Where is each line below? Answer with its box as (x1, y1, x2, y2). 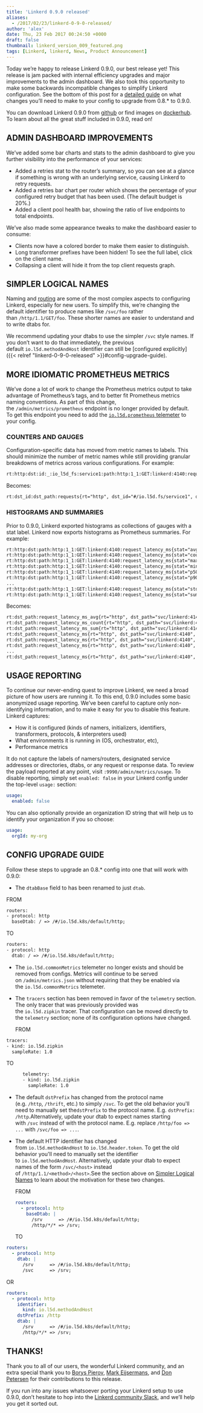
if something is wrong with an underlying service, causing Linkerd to (14, 173, 185, 181)
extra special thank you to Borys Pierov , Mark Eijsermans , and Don (6, 1369, 172, 1376)
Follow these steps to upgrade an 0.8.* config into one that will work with (6, 866, 188, 873)
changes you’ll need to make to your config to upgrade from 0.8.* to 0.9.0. (6, 97, 192, 104)
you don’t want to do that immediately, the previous (6, 339, 134, 346)
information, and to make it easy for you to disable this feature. (34, 706, 190, 713)
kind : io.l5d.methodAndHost (22, 1307, 94, 1313)
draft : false (6, 37, 39, 43)
